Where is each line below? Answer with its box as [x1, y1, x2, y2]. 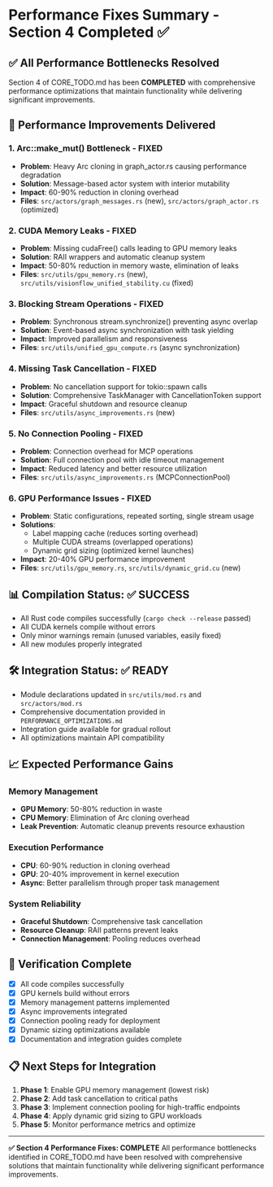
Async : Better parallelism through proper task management [19, 878, 220, 887]
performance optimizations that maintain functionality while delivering [8, 86, 242, 95]
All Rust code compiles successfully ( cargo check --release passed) [19, 613, 252, 623]
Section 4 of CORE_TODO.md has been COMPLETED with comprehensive [8, 77, 256, 87]
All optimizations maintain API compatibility [19, 733, 165, 742]
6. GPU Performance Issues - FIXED [8, 493, 152, 504]
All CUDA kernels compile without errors [19, 621, 156, 632]
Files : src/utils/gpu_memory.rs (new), [19, 269, 149, 278]
